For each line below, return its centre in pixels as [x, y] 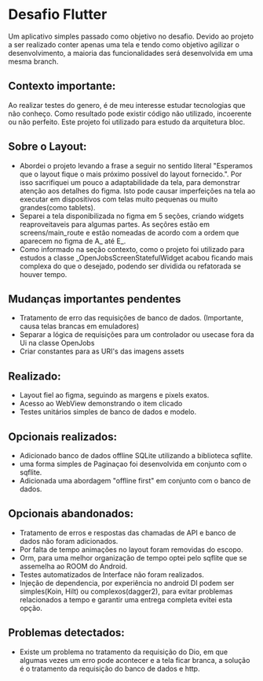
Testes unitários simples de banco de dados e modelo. [108, 412]
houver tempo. [43, 274]
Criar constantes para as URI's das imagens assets [102, 351]
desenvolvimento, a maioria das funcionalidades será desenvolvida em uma [131, 53]
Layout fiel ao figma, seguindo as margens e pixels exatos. [114, 395]
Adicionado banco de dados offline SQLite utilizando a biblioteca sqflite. [136, 455]
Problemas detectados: [67, 633]
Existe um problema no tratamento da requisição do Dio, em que [124, 652]
